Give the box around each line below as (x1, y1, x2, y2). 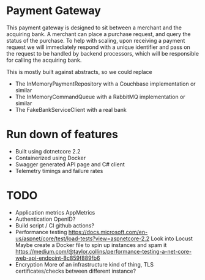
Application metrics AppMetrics (15, 208, 95, 216)
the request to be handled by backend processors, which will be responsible (6, 50, 199, 57)
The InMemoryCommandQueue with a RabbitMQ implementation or (15, 93, 185, 100)
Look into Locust (151, 235, 193, 242)
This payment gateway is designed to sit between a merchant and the (6, 24, 182, 31)
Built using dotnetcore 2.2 (15, 147, 81, 155)
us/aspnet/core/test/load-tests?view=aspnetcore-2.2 (15, 235, 150, 242)
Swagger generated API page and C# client (15, 160, 125, 168)
